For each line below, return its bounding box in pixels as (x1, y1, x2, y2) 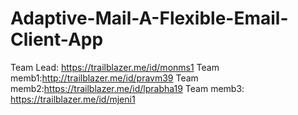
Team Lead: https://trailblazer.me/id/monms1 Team (10, 61, 220, 73)
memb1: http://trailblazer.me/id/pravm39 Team (10, 72, 199, 84)
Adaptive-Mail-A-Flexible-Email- (10, 7, 289, 30)
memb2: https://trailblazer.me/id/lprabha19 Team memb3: (10, 82, 245, 94)
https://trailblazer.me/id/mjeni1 (10, 93, 136, 105)
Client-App (10, 28, 104, 51)
